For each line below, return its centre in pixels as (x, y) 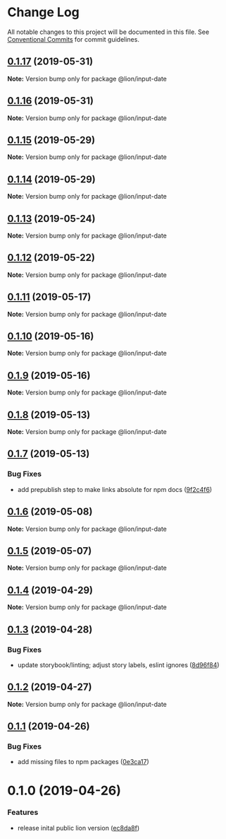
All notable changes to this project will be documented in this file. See (108, 32)
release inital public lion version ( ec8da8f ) (79, 828)
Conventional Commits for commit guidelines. (73, 39)
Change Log (43, 12)
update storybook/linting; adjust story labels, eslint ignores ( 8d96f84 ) (118, 664)
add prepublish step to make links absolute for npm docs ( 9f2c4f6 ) (115, 489)
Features (23, 812)
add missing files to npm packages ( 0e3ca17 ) (83, 762)
